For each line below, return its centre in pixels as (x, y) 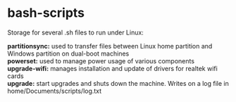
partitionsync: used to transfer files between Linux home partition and (110, 46)
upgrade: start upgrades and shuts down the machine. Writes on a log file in (118, 83)
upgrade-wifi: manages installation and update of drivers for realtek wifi (113, 68)
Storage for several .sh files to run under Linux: (76, 32)
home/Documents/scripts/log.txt (55, 91)
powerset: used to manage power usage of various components (101, 60)
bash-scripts (46, 13)
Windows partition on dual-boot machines (68, 53)
